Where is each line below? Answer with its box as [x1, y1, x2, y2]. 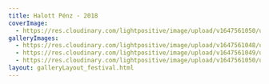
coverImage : [8, 19, 48, 27]
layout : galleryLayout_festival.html [8, 64, 134, 72]
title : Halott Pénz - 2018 [8, 11, 98, 20]
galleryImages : [8, 34, 59, 42]
